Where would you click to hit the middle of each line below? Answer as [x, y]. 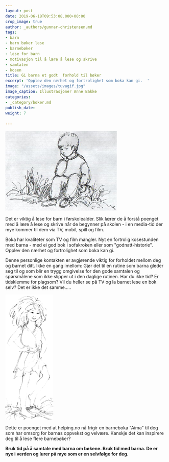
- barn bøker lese [25, 43]
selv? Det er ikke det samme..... [38, 287]
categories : [18, 97]
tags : [11, 32]
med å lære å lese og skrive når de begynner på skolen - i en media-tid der [84, 224]
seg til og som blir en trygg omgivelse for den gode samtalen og [73, 271]
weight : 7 [16, 113]
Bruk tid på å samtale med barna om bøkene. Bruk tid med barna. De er [82, 449]
